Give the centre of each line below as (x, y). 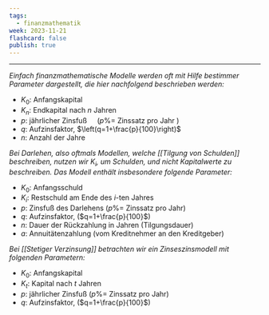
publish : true (33, 46)
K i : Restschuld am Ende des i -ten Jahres (87, 199)
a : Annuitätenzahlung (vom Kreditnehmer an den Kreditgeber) (122, 233)
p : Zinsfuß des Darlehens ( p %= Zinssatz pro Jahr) (103, 208)
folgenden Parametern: (47, 257)
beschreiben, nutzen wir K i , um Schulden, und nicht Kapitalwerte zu (121, 162)
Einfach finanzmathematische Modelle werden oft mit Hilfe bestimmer (124, 76)
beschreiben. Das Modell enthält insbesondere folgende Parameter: (121, 172)
